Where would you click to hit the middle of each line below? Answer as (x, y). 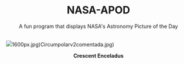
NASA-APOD (98, 10)
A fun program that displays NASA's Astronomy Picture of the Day (98, 26)
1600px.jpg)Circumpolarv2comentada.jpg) (63, 44)
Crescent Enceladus (98, 55)
